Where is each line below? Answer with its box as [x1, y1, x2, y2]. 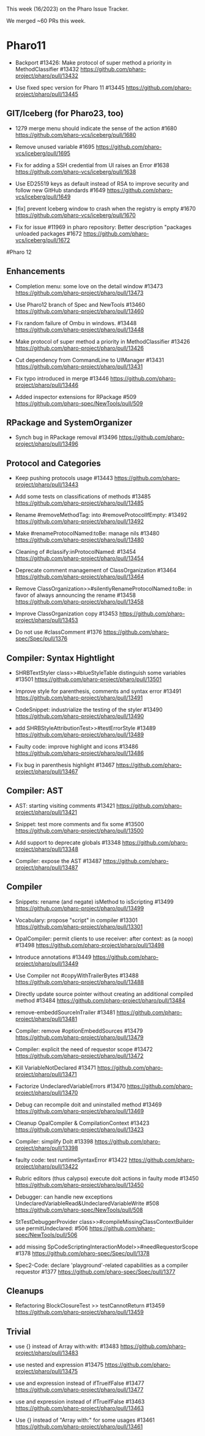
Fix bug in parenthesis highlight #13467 [15, 762, 115, 768]
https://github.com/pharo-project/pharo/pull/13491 [15, 694, 143, 701]
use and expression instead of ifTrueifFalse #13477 [15, 1379, 145, 1387]
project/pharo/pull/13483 [15, 1349, 78, 1357]
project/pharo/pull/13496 [15, 440, 78, 448]
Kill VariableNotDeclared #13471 [15, 1063, 96, 1071]
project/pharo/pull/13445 [15, 90, 78, 98]
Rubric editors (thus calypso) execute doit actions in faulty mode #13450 [15, 1174, 199, 1182]
